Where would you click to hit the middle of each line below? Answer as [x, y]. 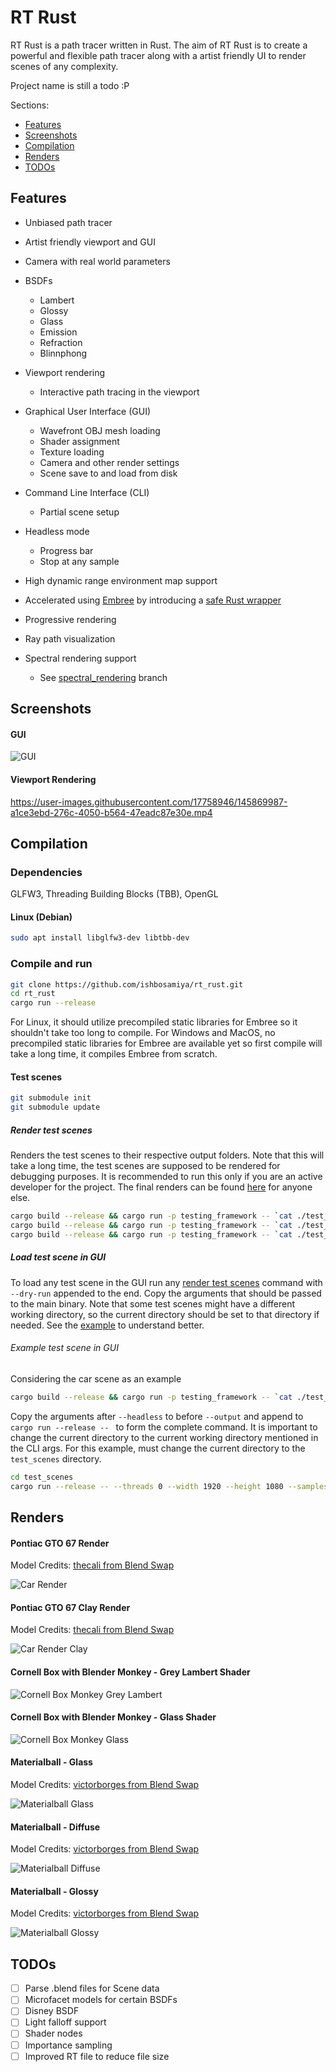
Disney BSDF [52, 2011]
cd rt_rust [33, 994]
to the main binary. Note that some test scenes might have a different [153, 1303]
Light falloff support [65, 2022]
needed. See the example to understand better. [107, 1325]
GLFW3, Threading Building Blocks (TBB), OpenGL [114, 894]
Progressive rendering [70, 619]
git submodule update [55, 1107]
